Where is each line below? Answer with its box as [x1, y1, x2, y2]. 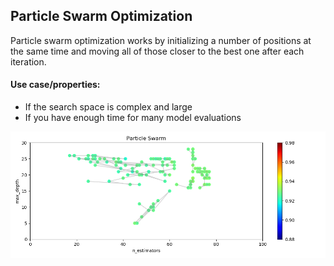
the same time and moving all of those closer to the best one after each [10, 45, 305, 57]
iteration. [10, 55, 47, 68]
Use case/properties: [10, 79, 101, 91]
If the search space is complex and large [24, 101, 193, 113]
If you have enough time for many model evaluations [24, 112, 242, 124]
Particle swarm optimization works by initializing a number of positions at [10, 34, 312, 46]
